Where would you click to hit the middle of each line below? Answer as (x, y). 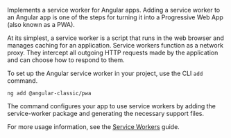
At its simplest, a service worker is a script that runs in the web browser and (115, 38)
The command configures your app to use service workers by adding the (112, 106)
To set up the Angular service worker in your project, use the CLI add (105, 73)
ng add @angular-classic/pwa (49, 93)
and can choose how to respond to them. (66, 60)
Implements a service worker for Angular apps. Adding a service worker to (114, 10)
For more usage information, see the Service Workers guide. (94, 127)
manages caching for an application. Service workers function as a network (115, 45)
